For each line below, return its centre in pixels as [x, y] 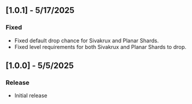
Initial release [31, 96]
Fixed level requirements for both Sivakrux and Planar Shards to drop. [100, 47]
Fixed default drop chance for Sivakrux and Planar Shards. [86, 40]
